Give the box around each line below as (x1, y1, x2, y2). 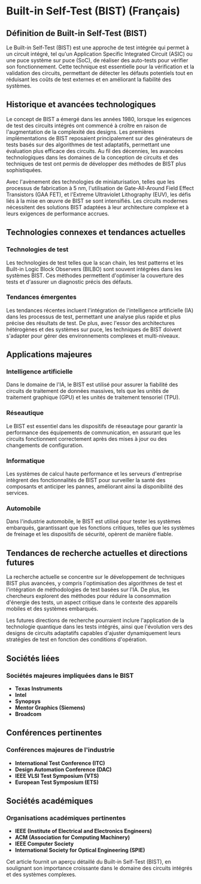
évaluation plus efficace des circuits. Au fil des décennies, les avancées (6, 147, 184, 154)
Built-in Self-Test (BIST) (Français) (6, 4, 181, 18)
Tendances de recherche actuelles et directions (6, 548, 188, 558)
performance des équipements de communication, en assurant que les (6, 429, 181, 436)
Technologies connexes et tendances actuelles (6, 227, 186, 237)
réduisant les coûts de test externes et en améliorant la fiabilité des (6, 76, 172, 83)
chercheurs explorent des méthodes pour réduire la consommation (6, 593, 172, 600)
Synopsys (14, 697, 41, 705)
